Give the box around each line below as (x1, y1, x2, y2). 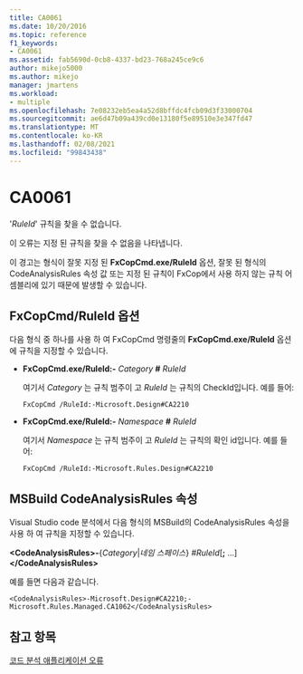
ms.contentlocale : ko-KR (9, 131, 103, 140)
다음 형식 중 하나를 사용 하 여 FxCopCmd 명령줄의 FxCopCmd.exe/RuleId (9, 334, 275, 345)
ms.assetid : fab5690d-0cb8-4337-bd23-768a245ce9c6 (9, 55, 204, 64)
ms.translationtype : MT (9, 123, 99, 132)
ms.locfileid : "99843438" (9, 148, 107, 157)
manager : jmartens (9, 81, 79, 90)
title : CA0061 (9, 13, 63, 23)
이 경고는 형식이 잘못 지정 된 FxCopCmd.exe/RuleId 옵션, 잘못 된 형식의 (9, 256, 267, 267)
